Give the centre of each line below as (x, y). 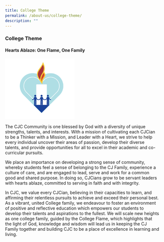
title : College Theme (27, 10)
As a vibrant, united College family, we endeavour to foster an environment (81, 203)
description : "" (22, 21)
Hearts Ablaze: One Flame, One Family (45, 50)
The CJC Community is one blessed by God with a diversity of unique (75, 127)
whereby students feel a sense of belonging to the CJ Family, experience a (81, 167)
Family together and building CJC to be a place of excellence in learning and (82, 229)
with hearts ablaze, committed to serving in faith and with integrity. (72, 183)
